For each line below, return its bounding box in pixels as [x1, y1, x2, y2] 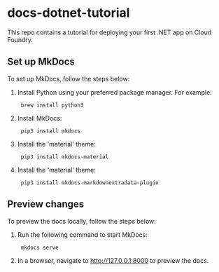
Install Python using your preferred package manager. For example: [17, 88, 212, 96]
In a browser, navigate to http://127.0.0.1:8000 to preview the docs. [17, 256, 209, 264]
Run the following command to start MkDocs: [17, 230, 148, 239]
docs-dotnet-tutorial [7, 5, 130, 21]
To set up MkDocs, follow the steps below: [7, 74, 130, 83]
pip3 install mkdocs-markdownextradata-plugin [20, 179, 159, 186]
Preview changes [7, 198, 85, 210]
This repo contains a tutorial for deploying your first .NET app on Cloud [7, 28, 212, 36]
